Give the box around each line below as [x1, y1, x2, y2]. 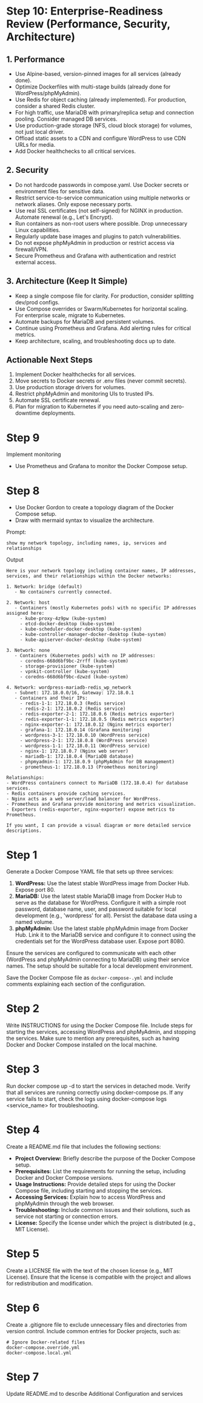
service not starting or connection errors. [15, 1213, 118, 1220]
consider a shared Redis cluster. [15, 102, 96, 110]
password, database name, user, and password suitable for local [15, 905, 177, 913]
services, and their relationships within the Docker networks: [6, 573, 172, 580]
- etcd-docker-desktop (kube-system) [19, 621, 115, 627]
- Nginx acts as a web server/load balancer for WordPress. [6, 796, 162, 802]
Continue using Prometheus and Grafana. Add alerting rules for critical [15, 324, 191, 332]
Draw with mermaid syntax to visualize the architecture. [15, 517, 155, 524]
